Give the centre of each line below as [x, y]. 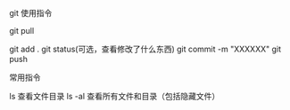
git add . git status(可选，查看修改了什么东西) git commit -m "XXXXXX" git [145, 49]
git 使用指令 [31, 13]
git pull [22, 31]
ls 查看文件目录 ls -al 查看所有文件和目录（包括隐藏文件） [115, 96]
